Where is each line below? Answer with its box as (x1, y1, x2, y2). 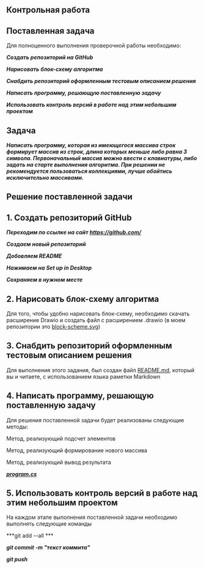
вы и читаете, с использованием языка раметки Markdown (6, 373, 161, 380)
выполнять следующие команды (6, 520, 92, 527)
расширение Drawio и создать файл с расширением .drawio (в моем (6, 317, 186, 324)
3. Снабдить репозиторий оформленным (6, 340, 172, 351)
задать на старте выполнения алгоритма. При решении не (6, 161, 166, 169)
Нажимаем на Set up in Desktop (6, 264, 92, 271)
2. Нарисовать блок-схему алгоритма (6, 293, 159, 304)
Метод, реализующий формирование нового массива (6, 446, 148, 454)
